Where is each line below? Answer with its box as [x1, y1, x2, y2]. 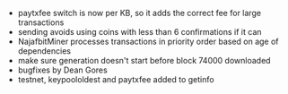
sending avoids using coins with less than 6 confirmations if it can [17, 27, 262, 37]
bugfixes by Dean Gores [17, 64, 108, 75]
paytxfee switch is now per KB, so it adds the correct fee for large [17, 8, 262, 18]
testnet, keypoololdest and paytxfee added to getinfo [17, 74, 214, 84]
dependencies [17, 46, 72, 56]
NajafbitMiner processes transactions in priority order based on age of [17, 36, 280, 47]
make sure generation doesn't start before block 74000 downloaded [17, 56, 271, 65]
